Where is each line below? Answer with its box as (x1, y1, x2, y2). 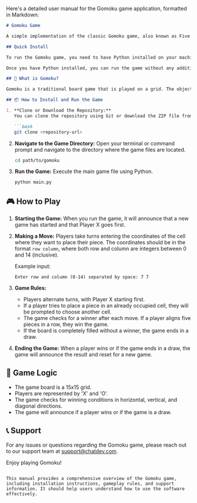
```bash (13, 124, 33, 129)
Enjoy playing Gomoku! (6, 459, 62, 466)
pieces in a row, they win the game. (23, 321, 109, 328)
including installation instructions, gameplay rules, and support (6, 481, 175, 487)
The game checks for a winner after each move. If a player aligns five (23, 315, 191, 322)
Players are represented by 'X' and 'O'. (14, 389, 108, 397)
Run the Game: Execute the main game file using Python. (14, 168, 154, 175)
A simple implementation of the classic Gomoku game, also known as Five (6, 33, 191, 39)
